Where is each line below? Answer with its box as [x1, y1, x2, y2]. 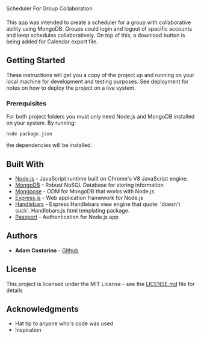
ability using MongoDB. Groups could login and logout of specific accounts [6, 25, 193, 32]
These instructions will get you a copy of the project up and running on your [6, 71, 194, 78]
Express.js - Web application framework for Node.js [14, 194, 143, 201]
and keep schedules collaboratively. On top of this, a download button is [6, 32, 185, 39]
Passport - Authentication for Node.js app [14, 213, 119, 220]
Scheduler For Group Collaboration [6, 5, 93, 12]
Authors [6, 231, 38, 241]
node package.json [6, 131, 52, 137]
